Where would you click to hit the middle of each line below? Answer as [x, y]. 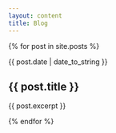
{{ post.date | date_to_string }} [58, 62]
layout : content [35, 16]
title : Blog [28, 23]
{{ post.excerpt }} [37, 106]
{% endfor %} [31, 122]
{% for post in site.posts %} [54, 46]
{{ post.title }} [44, 86]
